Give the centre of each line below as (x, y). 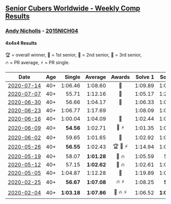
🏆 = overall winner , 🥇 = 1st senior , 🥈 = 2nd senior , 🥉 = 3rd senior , (74, 55)
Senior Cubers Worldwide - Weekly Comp (73, 8)
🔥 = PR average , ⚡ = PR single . (37, 62)
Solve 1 (145, 77)
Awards (121, 77)
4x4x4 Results (21, 43)
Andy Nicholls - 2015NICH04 (42, 31)
